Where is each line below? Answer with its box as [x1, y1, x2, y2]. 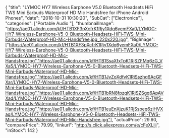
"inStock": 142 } [5, 127, 38, 133]
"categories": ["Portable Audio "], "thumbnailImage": [5, 20, 115, 26]
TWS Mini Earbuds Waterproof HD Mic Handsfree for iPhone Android [5, 10, 149, 16]
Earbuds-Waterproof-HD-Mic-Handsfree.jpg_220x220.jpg [5, 36, 126, 42]
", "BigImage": [126, 36, 155, 42]
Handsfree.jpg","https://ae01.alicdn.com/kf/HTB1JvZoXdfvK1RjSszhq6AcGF [5, 74, 162, 80]
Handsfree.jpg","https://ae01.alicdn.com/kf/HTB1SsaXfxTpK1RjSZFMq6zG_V [5, 58, 163, 63]
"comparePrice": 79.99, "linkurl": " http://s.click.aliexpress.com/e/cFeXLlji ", [5, 122, 160, 128]
